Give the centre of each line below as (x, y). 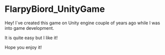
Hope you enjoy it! (23, 47)
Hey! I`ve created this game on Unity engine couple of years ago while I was (82, 23)
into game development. (29, 28)
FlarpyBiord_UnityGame (55, 9)
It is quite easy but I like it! (31, 38)
